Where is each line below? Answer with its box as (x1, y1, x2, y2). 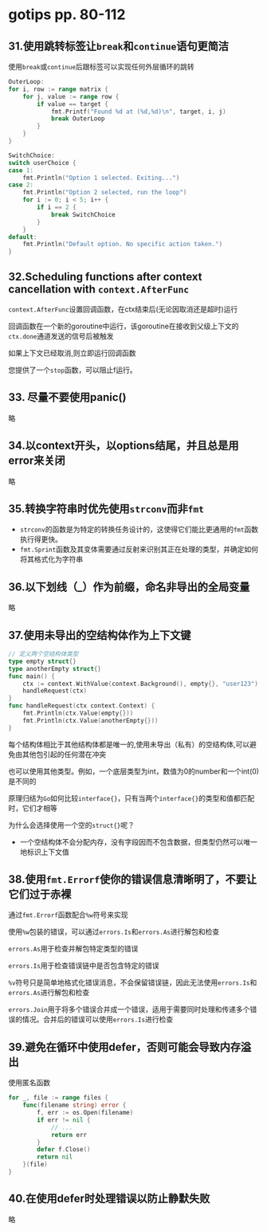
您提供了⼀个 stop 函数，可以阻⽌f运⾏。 (8, 365, 137, 374)
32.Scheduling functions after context (8, 269, 202, 284)
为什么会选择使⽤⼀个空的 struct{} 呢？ (8, 820, 135, 829)
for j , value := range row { (22, 92, 120, 100)
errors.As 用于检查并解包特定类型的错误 (8, 944, 139, 954)
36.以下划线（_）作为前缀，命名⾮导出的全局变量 (8, 580, 250, 594)
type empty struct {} (8, 657, 77, 665)
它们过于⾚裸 (8, 888, 72, 901)
